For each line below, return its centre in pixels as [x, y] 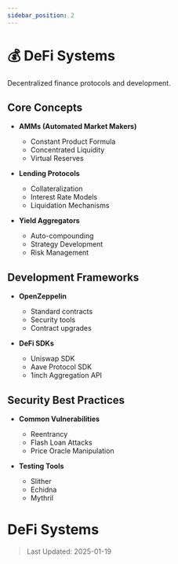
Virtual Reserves [57, 159]
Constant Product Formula [73, 141]
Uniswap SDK [53, 359]
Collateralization [56, 189]
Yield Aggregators [49, 221]
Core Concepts [45, 107]
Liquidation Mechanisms [70, 206]
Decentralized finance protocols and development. [89, 82]
